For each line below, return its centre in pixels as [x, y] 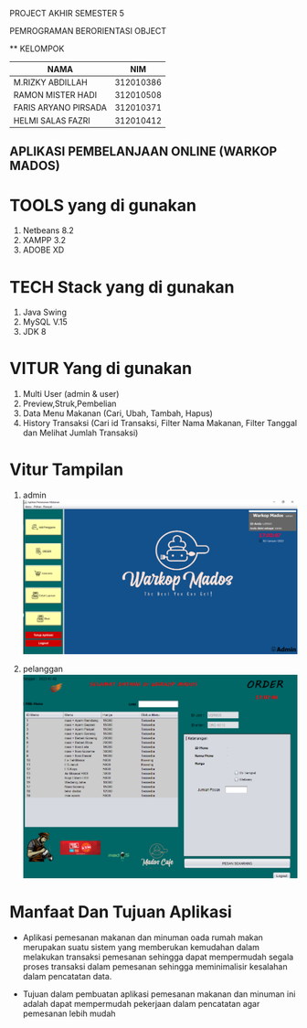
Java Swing [44, 312]
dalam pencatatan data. [67, 977]
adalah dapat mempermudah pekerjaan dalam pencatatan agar [141, 1004]
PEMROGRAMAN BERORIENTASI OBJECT [88, 31]
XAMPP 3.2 [44, 241]
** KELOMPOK [37, 48]
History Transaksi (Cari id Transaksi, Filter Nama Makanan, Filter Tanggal [160, 423]
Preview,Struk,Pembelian [69, 404]
